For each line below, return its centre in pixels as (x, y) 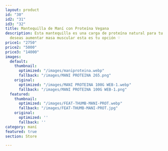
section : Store (21, 136)
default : (19, 61)
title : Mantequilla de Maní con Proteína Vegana (57, 29)
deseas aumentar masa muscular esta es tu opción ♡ (65, 38)
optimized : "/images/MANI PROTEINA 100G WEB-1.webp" (75, 85)
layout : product (22, 10)
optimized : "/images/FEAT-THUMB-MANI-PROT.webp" (70, 104)
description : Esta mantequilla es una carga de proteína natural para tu (84, 33)
